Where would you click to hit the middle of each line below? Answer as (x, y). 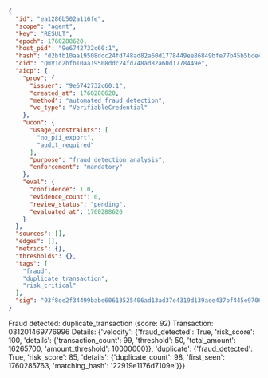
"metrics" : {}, (41, 249)
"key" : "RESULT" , (44, 33)
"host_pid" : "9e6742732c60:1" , (67, 49)
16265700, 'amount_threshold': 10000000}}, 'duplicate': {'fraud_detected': (131, 348)
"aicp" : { (32, 71)
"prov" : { (39, 78)
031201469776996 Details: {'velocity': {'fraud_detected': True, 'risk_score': (132, 332)
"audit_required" (65, 145)
